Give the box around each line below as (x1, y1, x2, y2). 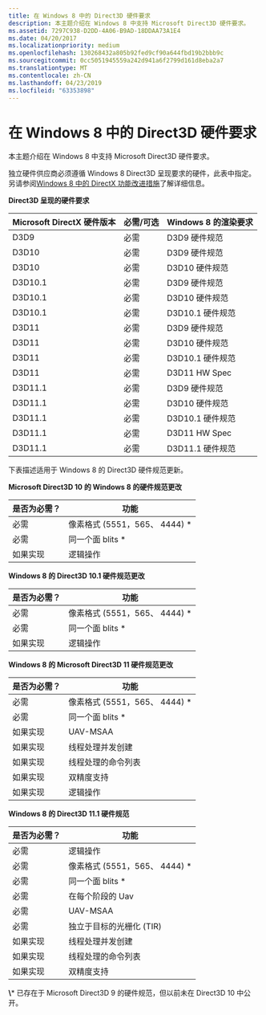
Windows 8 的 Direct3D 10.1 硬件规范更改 (8, 571, 146, 581)
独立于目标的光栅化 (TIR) (68, 921, 162, 932)
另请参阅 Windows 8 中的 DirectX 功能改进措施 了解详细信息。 (8, 178, 210, 189)
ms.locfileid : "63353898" (8, 86, 95, 95)
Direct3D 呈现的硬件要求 (8, 196, 90, 206)
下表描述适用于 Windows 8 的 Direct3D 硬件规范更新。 (8, 465, 188, 475)
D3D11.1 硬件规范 (167, 443, 236, 455)
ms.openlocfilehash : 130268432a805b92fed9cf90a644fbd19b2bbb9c (8, 49, 224, 57)
